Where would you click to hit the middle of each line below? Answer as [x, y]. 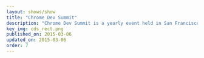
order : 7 [17, 46]
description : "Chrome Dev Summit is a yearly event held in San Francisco [103, 23]
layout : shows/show [31, 12]
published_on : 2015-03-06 [39, 34]
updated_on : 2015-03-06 [36, 40]
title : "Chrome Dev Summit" [42, 18]
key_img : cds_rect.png [35, 29]
